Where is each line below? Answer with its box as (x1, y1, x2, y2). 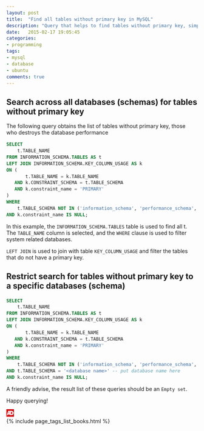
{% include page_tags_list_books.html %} (6, 417, 110, 424)
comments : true (6, 73, 45, 80)
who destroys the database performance (6, 129, 109, 136)
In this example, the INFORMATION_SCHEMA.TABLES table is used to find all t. (6, 222, 188, 230)
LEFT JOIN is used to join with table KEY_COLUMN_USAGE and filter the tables (6, 247, 188, 255)
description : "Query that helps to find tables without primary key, (6, 22, 186, 28)
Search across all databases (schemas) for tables (6, 97, 197, 107)
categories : (6, 35, 36, 42)
